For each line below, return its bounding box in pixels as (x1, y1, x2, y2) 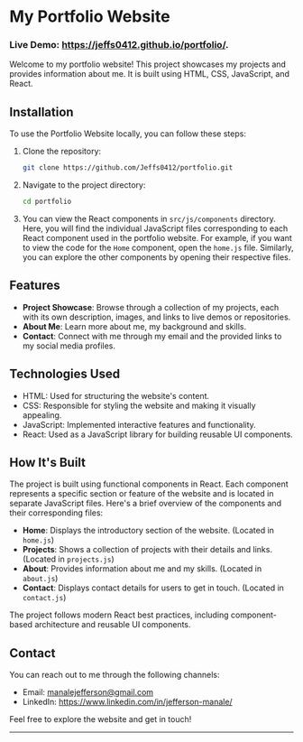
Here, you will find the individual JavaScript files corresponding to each (22, 223, 289, 234)
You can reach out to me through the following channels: (9, 670, 220, 681)
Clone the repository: (22, 146, 102, 157)
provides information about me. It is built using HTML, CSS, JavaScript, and (9, 69, 290, 79)
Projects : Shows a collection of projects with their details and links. (22, 544, 273, 555)
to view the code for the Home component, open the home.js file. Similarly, (22, 242, 294, 254)
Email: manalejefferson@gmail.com (22, 687, 154, 698)
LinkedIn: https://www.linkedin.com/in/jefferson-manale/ (22, 697, 233, 708)
